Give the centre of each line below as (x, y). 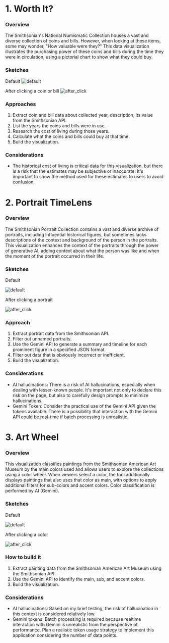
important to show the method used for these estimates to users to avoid (88, 177)
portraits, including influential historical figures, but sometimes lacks (76, 234)
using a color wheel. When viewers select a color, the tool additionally (77, 475)
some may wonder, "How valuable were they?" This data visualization (77, 46)
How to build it (23, 557)
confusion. (24, 182)
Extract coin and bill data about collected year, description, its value (83, 115)
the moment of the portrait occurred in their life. (55, 256)
